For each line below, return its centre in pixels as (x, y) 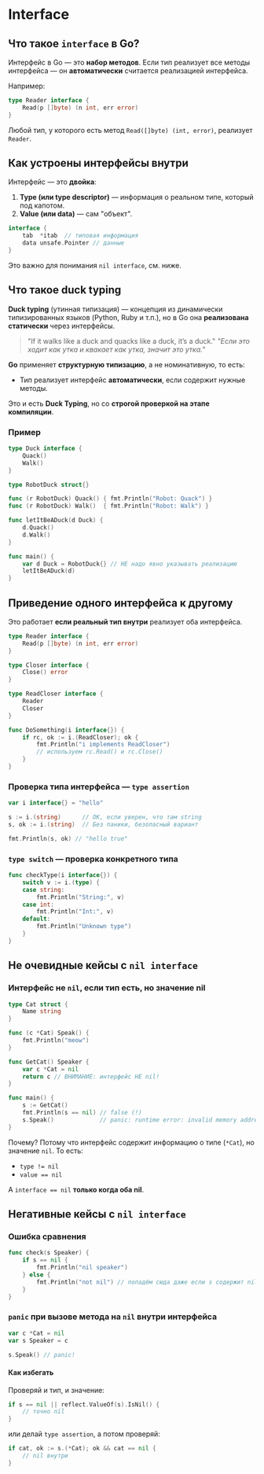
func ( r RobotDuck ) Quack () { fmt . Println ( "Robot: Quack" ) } (110, 499)
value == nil (41, 1175)
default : (37, 919)
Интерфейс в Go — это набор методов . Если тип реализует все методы (129, 62)
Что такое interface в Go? (74, 44)
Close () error (45, 673)
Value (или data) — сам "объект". (76, 214)
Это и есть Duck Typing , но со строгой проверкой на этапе (109, 404)
